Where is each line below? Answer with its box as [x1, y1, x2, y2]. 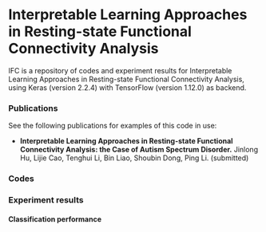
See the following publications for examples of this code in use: [8, 121, 217, 131]
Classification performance [8, 214, 102, 224]
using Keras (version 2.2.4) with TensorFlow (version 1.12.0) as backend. [8, 82, 247, 92]
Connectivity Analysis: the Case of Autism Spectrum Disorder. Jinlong [19, 145, 258, 155]
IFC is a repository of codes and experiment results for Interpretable [8, 65, 232, 75]
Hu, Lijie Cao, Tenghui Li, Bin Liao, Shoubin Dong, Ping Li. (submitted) [19, 153, 249, 163]
